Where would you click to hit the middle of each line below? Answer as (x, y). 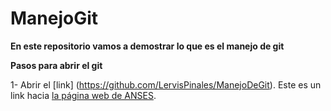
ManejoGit (54, 18)
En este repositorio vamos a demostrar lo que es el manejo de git (147, 46)
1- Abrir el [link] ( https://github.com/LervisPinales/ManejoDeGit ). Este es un (166, 84)
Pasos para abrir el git (56, 65)
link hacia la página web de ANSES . (83, 95)
